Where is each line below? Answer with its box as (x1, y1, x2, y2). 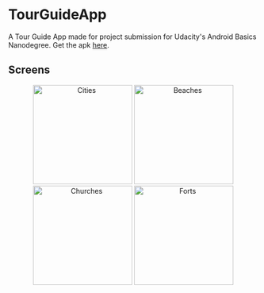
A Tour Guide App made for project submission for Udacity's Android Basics (8, 32, 257, 41)
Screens (8, 64, 50, 77)
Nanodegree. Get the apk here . (8, 40, 109, 49)
